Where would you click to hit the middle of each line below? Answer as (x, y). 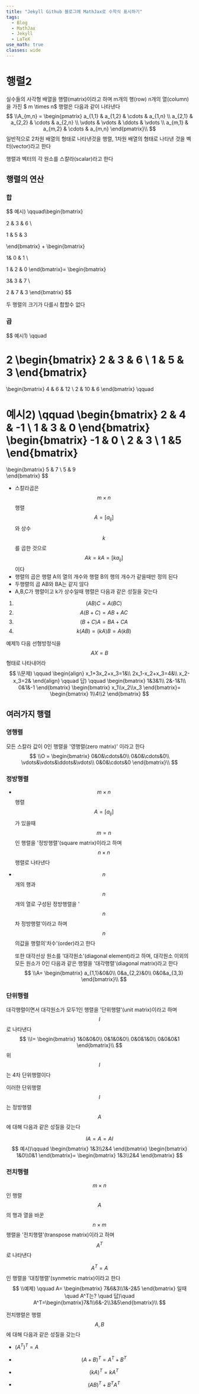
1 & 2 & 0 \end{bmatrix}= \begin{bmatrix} (56, 269)
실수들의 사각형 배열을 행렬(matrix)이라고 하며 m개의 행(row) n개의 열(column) (98, 99)
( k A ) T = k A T (104, 1372)
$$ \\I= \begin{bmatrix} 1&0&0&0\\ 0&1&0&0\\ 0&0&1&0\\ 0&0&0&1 (99, 1039)
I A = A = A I (99, 1139)
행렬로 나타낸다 (32, 862)
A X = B (99, 653)
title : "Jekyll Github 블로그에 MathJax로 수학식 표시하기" (74, 12)
